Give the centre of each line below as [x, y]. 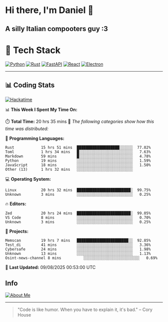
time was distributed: [27, 129]
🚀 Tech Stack [33, 50]
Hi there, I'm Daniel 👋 [49, 10]
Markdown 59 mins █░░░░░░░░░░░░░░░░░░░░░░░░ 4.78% [78, 156]
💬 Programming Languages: [35, 138]
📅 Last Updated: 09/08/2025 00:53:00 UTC [50, 267]
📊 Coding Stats [30, 85]
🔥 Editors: [16, 204]
